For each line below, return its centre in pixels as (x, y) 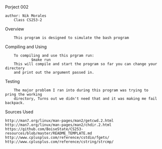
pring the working (24, 95)
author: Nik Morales (26, 16)
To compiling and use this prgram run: (54, 55)
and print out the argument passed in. (54, 72)
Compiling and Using (26, 47)
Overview (15, 29)
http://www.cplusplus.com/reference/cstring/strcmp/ (59, 142)
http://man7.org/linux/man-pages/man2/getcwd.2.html (59, 121)
